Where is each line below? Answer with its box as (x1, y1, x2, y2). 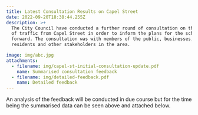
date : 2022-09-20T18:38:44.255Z (6, 14, 85, 20)
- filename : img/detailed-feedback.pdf (11, 74, 110, 80)
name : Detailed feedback (16, 80, 78, 86)
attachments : (6, 57, 38, 64)
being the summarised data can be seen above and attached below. (6, 102, 171, 109)
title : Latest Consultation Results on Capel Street (6, 8, 138, 15)
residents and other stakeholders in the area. (11, 42, 131, 48)
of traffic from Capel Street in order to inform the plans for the (11, 31, 183, 37)
